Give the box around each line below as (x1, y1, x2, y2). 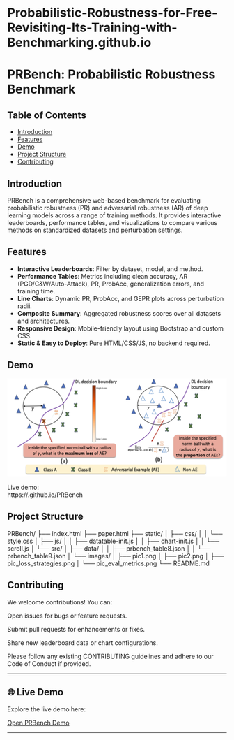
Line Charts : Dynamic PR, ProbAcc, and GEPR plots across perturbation (17, 294, 224, 303)
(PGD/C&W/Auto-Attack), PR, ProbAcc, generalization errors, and (17, 280, 204, 288)
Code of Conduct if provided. (7, 659, 91, 668)
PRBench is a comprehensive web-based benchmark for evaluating (7, 196, 201, 204)
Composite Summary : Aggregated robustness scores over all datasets (17, 309, 221, 317)
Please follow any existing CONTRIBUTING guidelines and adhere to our (7, 652, 214, 660)
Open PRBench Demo (7, 718, 70, 727)
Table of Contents (7, 109, 87, 121)
